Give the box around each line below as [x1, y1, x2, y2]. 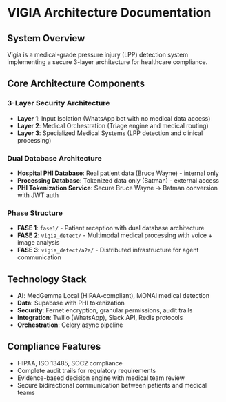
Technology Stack [7, 273, 87, 285]
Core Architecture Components [7, 78, 145, 90]
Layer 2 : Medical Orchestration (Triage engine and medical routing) [17, 121, 209, 130]
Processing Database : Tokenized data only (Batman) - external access [17, 176, 219, 184]
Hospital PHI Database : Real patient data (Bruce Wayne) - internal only [17, 169, 219, 177]
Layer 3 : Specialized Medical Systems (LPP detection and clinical [17, 129, 203, 137]
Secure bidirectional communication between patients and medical [17, 381, 207, 389]
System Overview [7, 32, 85, 44]
